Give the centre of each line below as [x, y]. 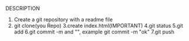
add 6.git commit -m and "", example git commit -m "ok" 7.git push [94, 32]
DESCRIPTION [23, 8]
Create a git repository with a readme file [63, 19]
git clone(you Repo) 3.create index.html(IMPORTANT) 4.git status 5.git [99, 26]
